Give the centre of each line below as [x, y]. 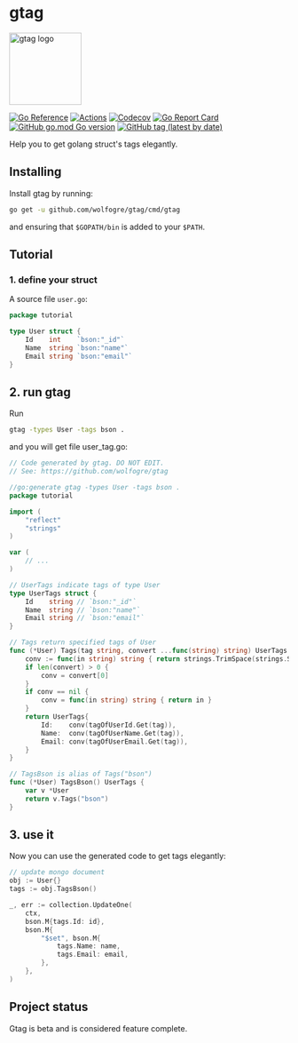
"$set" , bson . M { [71, 938]
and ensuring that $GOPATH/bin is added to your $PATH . [107, 227]
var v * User [47, 791]
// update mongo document [57, 872]
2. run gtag [40, 392]
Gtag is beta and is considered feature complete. [98, 1028]
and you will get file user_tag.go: [69, 447]
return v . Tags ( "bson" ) [67, 799]
